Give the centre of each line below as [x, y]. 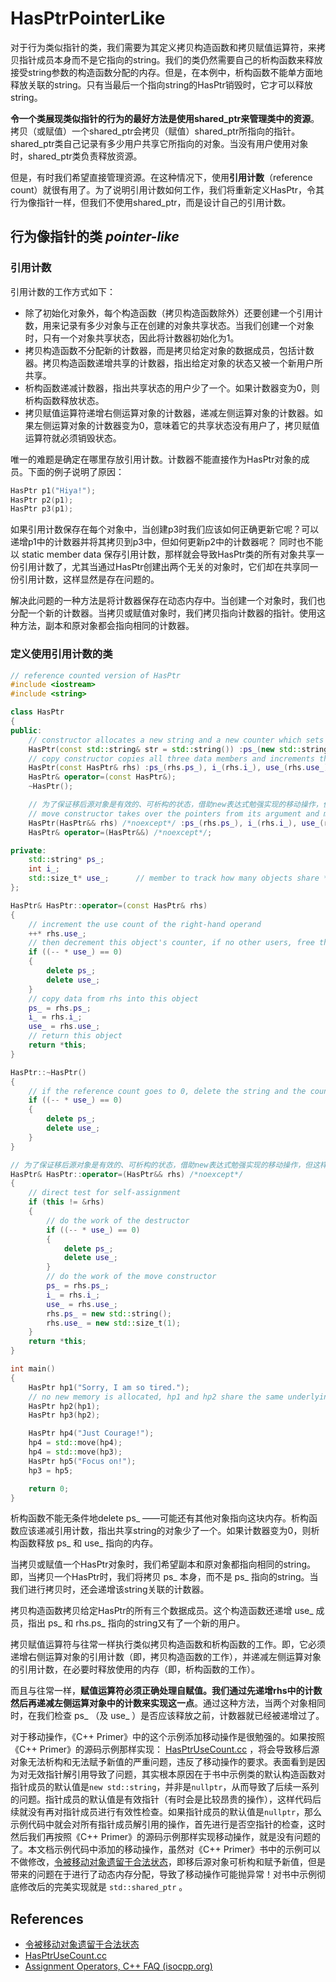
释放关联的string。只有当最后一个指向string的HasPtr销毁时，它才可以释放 [161, 84]
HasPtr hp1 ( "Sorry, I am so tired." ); [109, 1387]
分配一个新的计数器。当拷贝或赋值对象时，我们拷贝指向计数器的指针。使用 [163, 613]
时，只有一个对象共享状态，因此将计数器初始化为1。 [132, 338]
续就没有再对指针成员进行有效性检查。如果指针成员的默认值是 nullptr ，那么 [166, 1812]
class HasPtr [37, 712]
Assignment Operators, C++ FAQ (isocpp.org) [118, 1966]
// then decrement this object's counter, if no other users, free [171, 943]
